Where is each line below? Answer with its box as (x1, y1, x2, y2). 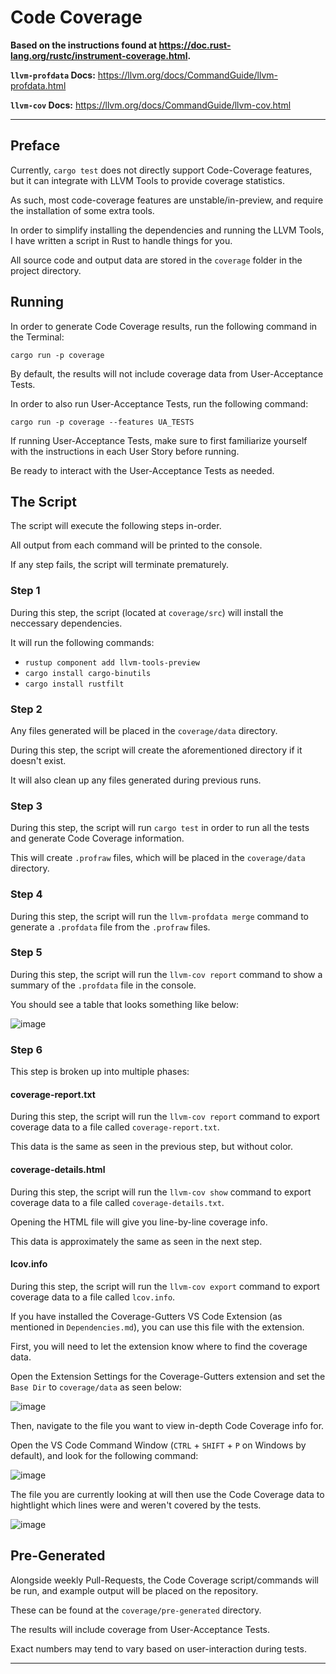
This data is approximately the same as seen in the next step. (10, 1235, 263, 1247)
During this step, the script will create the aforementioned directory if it (10, 744, 303, 756)
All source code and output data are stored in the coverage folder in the (10, 254, 303, 266)
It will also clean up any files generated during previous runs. (10, 774, 262, 786)
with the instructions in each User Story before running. (10, 445, 240, 457)
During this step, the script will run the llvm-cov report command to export (10, 1111, 320, 1123)
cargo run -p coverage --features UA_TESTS (10, 417, 195, 427)
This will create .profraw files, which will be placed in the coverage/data (10, 852, 306, 864)
